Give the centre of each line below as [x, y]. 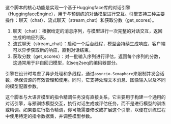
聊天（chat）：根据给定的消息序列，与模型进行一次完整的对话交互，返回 [88, 31]
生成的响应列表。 [31, 37]
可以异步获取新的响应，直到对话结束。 [53, 50]
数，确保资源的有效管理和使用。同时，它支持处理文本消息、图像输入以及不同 [85, 80]
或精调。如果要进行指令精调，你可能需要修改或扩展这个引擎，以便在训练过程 [85, 110]
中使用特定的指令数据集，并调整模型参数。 [50, 116]
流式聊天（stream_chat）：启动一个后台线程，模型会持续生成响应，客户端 [89, 44]
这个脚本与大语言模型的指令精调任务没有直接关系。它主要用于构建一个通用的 [85, 97]
